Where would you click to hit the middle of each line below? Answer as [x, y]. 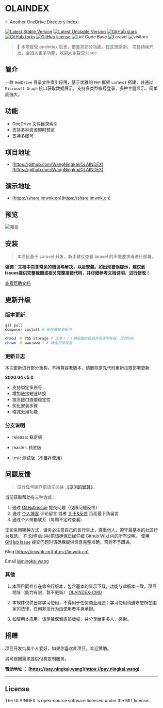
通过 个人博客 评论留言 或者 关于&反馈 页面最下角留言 [65, 514]
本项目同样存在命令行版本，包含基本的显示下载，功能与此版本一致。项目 [84, 586]
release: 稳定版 [27, 437]
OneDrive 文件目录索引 [35, 124]
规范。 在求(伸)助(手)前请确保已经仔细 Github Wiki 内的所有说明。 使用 [79, 536]
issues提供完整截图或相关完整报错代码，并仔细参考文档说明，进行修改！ [78, 273]
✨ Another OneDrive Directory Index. [42, 22]
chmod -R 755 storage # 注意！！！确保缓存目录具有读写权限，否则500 [69, 338]
